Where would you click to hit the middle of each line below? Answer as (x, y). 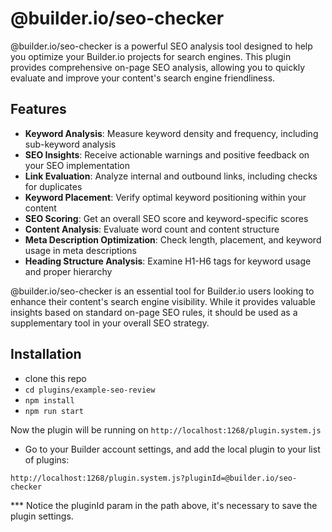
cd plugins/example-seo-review (90, 390)
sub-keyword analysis (70, 144)
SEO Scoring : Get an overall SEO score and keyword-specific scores (166, 218)
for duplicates (53, 186)
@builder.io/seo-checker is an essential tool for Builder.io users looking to (162, 291)
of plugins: (47, 459)
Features (38, 109)
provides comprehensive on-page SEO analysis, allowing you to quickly (158, 67)
